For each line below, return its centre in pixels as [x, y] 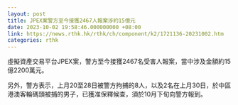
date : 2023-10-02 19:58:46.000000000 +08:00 [74, 27]
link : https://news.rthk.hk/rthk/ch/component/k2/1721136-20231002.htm [115, 34]
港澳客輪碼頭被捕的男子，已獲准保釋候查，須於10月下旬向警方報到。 [107, 94]
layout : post [27, 14]
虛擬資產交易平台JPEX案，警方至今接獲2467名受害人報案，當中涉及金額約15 [119, 62]
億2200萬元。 [28, 70]
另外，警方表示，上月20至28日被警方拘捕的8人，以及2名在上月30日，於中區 [119, 85]
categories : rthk [33, 40]
